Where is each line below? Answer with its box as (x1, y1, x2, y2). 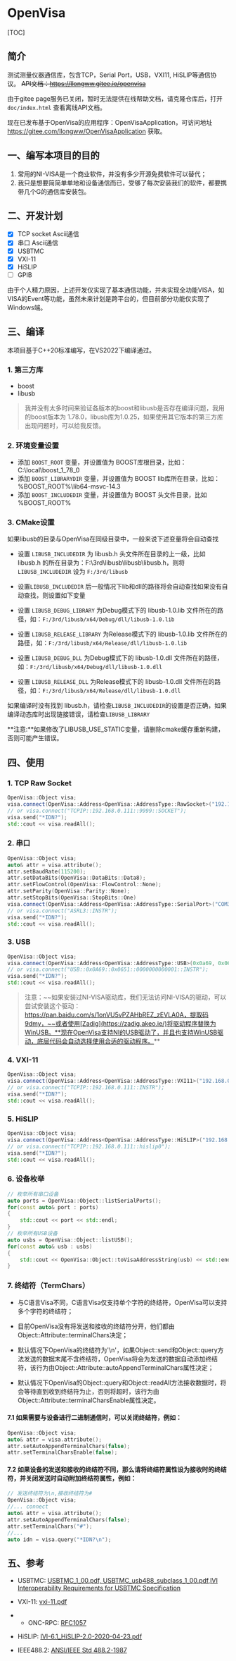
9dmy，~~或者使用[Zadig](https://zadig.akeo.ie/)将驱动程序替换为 (24, 1019, 216, 1028)
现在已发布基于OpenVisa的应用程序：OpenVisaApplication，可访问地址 (7, 118, 213, 126)
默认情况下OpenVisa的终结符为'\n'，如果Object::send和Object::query (17, 1345, 218, 1354)
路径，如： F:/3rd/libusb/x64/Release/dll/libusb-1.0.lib (17, 639, 188, 647)
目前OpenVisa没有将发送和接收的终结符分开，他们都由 (17, 1322, 176, 1330)
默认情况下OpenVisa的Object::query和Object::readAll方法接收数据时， (17, 1378, 221, 1387)
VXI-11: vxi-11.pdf (17, 1598, 67, 1606)
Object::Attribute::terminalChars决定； (17, 1330, 129, 1339)
